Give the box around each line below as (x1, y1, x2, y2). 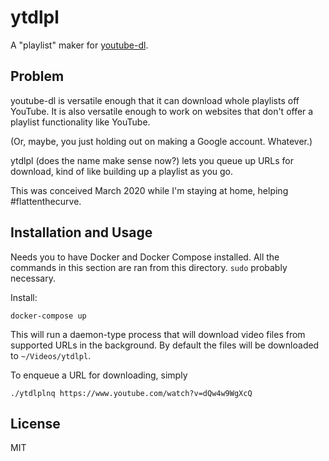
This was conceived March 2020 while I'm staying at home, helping (10, 184, 289, 196)
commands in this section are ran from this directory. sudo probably (10, 261, 288, 273)
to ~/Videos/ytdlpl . (10, 349, 92, 361)
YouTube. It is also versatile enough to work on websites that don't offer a (10, 105, 314, 117)
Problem (10, 68, 65, 85)
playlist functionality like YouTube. (10, 116, 151, 128)
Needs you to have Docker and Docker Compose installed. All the (10, 251, 280, 263)
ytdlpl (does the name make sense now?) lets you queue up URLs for (10, 154, 295, 166)
